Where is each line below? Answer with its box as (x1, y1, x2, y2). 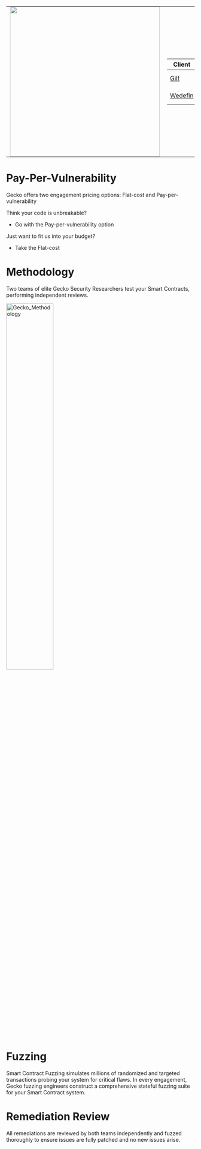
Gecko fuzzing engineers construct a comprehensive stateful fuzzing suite (6, 1082, 190, 1090)
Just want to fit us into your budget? (6, 232, 96, 240)
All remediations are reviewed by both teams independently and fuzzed (6, 1129, 182, 1137)
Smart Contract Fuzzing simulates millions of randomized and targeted (6, 1069, 181, 1077)
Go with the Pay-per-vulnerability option (14, 220, 114, 228)
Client (173, 60, 191, 68)
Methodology (6, 265, 75, 279)
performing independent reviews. (6, 291, 89, 299)
